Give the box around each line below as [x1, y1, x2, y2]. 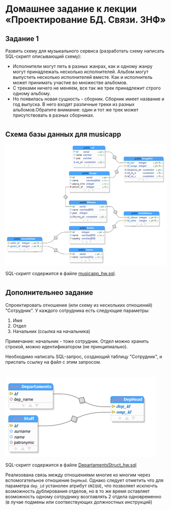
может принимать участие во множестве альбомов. [12, 80, 128, 85]
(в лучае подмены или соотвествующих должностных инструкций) [5, 499, 153, 505]
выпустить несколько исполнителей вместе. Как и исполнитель [12, 74, 153, 80]
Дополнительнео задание [5, 289, 93, 297]
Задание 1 [5, 34, 39, 43]
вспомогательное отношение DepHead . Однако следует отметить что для [5, 477, 164, 483]
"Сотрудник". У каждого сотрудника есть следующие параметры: [5, 307, 150, 314]
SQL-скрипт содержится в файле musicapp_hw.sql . [5, 271, 116, 277]
